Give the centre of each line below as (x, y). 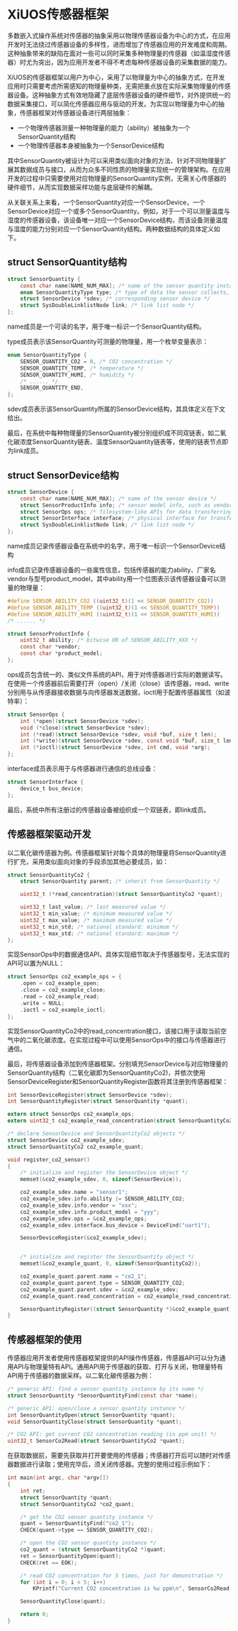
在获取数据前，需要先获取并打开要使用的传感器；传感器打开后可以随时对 (113, 1456)
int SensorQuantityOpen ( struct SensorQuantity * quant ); (91, 1415)
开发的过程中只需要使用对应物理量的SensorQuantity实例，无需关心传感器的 (117, 178)
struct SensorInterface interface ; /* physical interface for (114, 519)
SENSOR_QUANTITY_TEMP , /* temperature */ (82, 368)
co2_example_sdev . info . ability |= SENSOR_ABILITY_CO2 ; (103, 1199)
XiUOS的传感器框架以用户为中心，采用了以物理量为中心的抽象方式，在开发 (116, 77)
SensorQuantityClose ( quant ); (63, 1602)
